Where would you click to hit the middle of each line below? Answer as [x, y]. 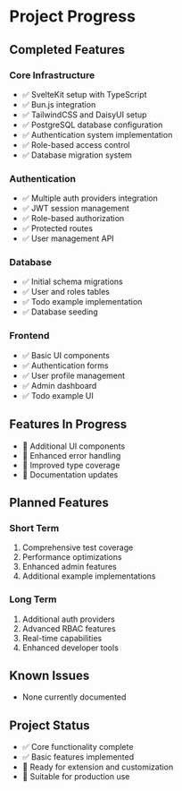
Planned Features [59, 502]
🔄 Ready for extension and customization [98, 767]
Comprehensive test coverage [78, 547]
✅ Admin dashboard [59, 385]
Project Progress [73, 17]
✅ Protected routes [58, 228]
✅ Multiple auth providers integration [90, 198]
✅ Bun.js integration [59, 104]
